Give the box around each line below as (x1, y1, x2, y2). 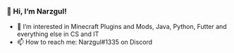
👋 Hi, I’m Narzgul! (6, 6, 68, 16)
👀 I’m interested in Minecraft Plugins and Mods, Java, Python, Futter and (16, 23, 227, 31)
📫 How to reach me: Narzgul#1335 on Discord (16, 38, 153, 47)
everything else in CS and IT (16, 30, 99, 38)
